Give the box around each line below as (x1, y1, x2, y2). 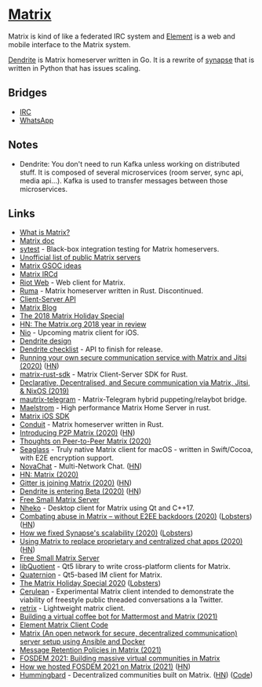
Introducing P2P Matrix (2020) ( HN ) (19, 428, 136, 438)
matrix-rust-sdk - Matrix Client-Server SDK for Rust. (19, 369, 188, 379)
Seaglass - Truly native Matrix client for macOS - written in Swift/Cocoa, (19, 445, 253, 454)
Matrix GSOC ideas (19, 261, 82, 270)
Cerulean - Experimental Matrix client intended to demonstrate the (19, 587, 235, 597)
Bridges (8, 86, 48, 100)
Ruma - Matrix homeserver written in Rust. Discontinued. (19, 286, 204, 296)
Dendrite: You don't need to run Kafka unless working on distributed (19, 159, 240, 168)
